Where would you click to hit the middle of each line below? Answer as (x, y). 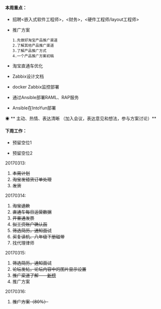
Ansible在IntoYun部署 (34, 108)
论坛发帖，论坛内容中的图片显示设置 (49, 269)
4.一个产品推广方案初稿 (33, 56)
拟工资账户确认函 (30, 224)
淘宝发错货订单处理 (32, 180)
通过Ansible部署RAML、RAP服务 (46, 98)
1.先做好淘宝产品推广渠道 (35, 40)
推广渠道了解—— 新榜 (34, 275)
